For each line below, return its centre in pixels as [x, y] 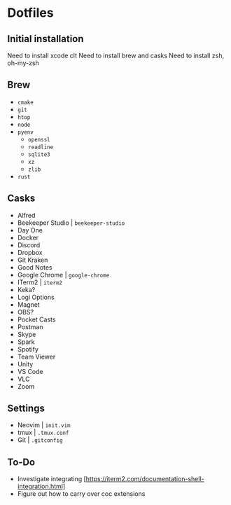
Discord [29, 245]
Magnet [28, 304]
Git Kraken [33, 260]
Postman [30, 326]
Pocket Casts [36, 319]
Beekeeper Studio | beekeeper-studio [71, 223]
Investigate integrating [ [51, 479]
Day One [30, 230]
